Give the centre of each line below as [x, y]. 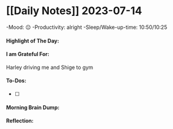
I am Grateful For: [28, 54]
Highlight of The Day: [33, 41]
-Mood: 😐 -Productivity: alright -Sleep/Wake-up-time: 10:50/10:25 [87, 27]
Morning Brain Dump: [33, 107]
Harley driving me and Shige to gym [50, 67]
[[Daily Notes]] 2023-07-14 [74, 11]
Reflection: [20, 121]
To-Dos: [16, 81]
